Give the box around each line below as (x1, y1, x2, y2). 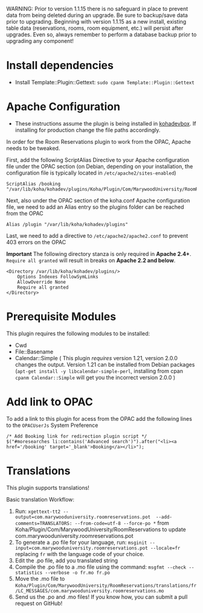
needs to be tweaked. (6, 144, 60, 152)
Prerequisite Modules (6, 310, 117, 324)
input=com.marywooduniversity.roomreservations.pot (14, 545, 148, 551)
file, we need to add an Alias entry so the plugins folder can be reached (6, 203, 184, 210)
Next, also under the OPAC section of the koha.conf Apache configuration (6, 196, 190, 204)
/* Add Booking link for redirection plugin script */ (6, 433, 147, 439)
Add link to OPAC (6, 395, 94, 409)
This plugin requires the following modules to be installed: (6, 330, 150, 337)
